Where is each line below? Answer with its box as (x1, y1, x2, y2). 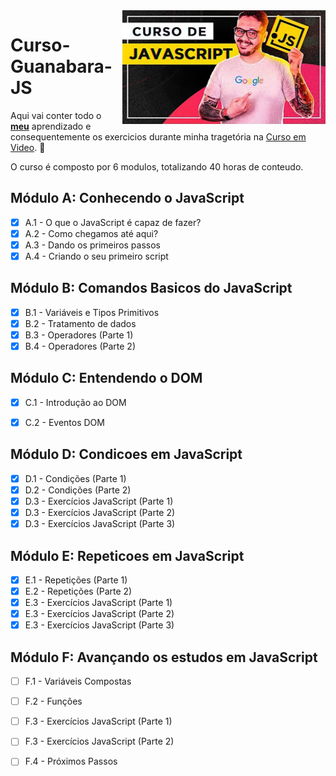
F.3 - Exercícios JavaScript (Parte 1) (24, 715, 173, 728)
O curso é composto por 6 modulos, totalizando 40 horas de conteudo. (10, 160, 304, 173)
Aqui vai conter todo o (10, 109, 102, 121)
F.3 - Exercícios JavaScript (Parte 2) (24, 735, 175, 748)
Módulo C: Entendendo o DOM (10, 370, 203, 387)
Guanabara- (10, 55, 113, 78)
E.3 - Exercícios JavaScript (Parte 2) (24, 608, 175, 620)
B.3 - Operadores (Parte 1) (24, 329, 134, 341)
